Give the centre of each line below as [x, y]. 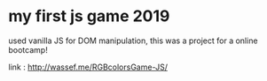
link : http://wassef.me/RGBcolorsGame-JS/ [88, 67]
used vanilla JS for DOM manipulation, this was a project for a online [133, 40]
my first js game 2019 [89, 16]
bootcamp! [28, 49]
